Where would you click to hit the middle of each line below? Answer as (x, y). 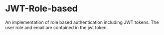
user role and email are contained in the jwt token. (57, 27)
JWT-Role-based (42, 9)
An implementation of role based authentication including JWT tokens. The (82, 22)
